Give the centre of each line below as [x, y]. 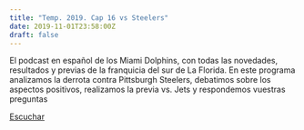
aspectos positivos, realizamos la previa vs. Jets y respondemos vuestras [147, 90]
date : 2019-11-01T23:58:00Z [63, 26]
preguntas [29, 99]
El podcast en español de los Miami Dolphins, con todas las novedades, [144, 61]
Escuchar [27, 117]
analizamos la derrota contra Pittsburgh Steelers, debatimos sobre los [140, 80]
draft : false [34, 35]
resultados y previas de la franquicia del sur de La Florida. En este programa [152, 70]
